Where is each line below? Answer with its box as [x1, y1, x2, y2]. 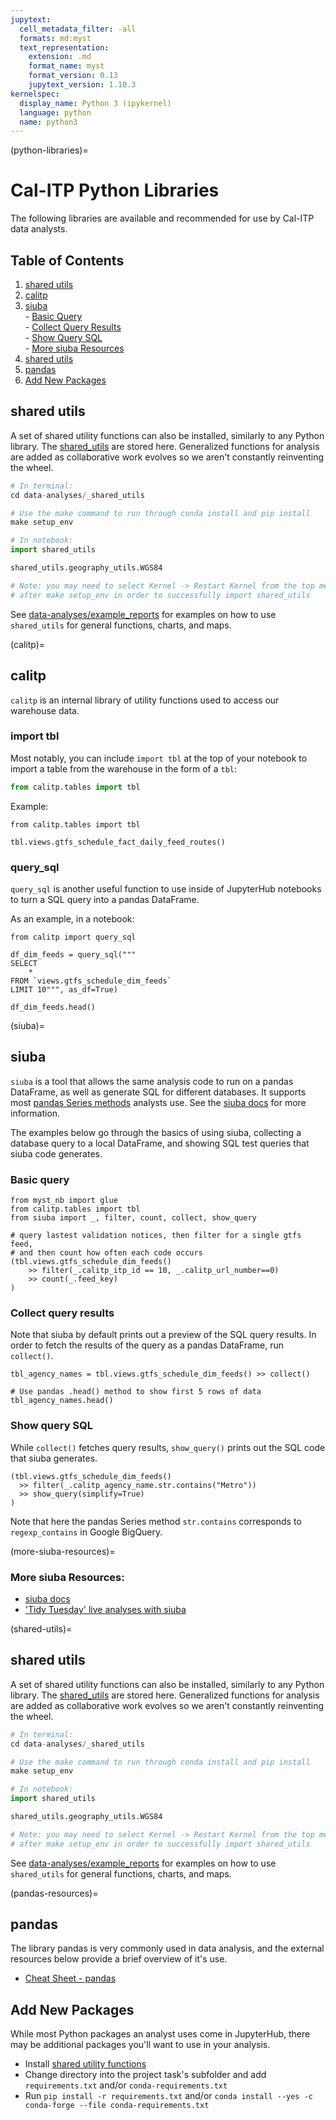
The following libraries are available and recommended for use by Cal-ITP [10, 212, 315, 225]
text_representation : [19, 42, 110, 53]
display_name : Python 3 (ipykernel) [19, 98, 172, 108]
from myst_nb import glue [10, 1196, 118, 1206]
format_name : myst [28, 61, 105, 71]
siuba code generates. [10, 1147, 103, 1160]
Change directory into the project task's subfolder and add [24, 2069, 267, 2081]
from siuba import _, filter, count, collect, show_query [10, 1213, 257, 1223]
